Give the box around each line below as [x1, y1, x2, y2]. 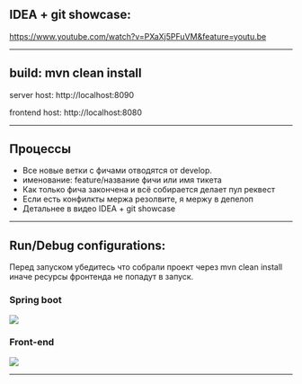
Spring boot [9, 294, 62, 307]
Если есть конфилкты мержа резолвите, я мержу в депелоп [22, 193, 254, 205]
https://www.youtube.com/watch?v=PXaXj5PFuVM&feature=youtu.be [9, 31, 267, 41]
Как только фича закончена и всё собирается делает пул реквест [22, 184, 276, 195]
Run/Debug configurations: [9, 237, 166, 253]
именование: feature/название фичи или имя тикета [22, 174, 222, 185]
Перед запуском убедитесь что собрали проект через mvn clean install [9, 262, 283, 272]
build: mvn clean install [9, 66, 142, 81]
